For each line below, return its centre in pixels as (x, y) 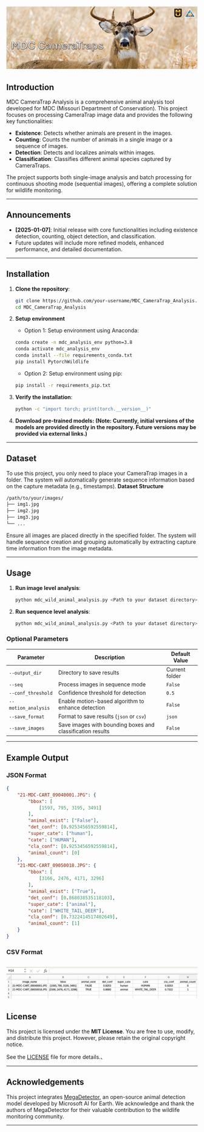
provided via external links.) (51, 433)
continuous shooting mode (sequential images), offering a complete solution (102, 184)
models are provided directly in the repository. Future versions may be (106, 427)
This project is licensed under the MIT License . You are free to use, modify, (101, 1031)
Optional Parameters (37, 639)
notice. (15, 1044)
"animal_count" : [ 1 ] (54, 924)
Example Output (37, 757)
